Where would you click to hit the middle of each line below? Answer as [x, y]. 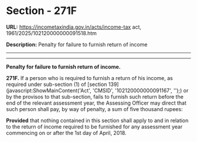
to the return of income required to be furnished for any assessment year [94, 126]
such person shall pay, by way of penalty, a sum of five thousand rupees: [94, 109]
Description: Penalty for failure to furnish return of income [77, 44]
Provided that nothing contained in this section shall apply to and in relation [97, 120]
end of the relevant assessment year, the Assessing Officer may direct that [96, 103]
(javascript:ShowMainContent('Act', [49, 90]
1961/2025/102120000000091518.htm [51, 33]
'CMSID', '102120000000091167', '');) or [141, 90]
